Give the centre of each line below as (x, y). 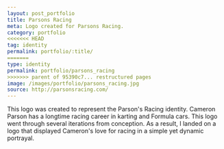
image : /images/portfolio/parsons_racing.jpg (73, 83)
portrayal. (21, 138)
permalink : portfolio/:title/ (50, 52)
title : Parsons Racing (39, 20)
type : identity (29, 64)
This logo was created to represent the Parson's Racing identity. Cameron (111, 109)
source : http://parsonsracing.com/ (58, 90)
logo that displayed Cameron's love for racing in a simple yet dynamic (105, 131)
